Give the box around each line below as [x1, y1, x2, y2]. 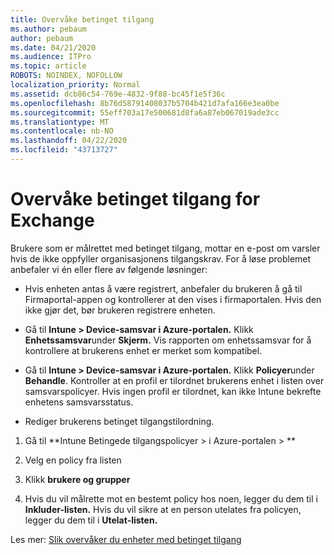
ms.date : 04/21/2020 [10, 42, 97, 53]
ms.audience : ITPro [10, 52, 92, 62]
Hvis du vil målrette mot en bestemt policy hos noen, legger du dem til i [24, 492, 318, 505]
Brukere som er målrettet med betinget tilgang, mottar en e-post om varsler [10, 242, 321, 254]
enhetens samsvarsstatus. [24, 396, 134, 408]
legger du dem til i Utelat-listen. [24, 514, 158, 526]
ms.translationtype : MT [10, 117, 110, 127]
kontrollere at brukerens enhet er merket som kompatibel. [24, 344, 263, 356]
